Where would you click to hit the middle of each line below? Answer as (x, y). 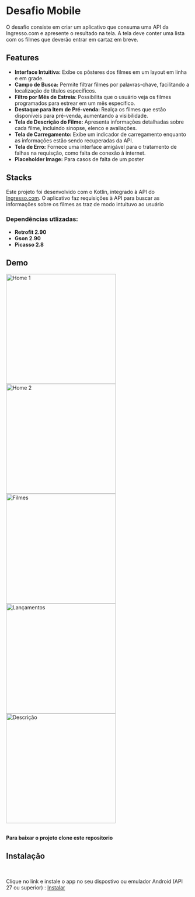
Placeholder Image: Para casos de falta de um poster (79, 159)
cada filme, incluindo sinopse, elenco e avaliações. (76, 128)
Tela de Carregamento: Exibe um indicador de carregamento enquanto (100, 134)
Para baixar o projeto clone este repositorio (60, 838)
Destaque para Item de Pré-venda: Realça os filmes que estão (90, 109)
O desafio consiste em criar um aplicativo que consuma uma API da (88, 27)
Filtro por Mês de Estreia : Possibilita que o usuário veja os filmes (93, 97)
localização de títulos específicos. (55, 91)
